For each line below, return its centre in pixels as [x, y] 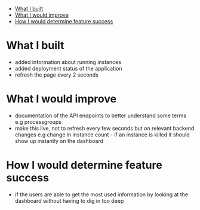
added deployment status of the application [68, 68]
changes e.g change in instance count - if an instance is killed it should [102, 135]
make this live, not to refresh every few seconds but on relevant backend [104, 128]
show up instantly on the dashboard [59, 141]
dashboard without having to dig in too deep [69, 200]
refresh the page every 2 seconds [56, 75]
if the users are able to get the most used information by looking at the [101, 194]
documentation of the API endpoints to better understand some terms [101, 115]
